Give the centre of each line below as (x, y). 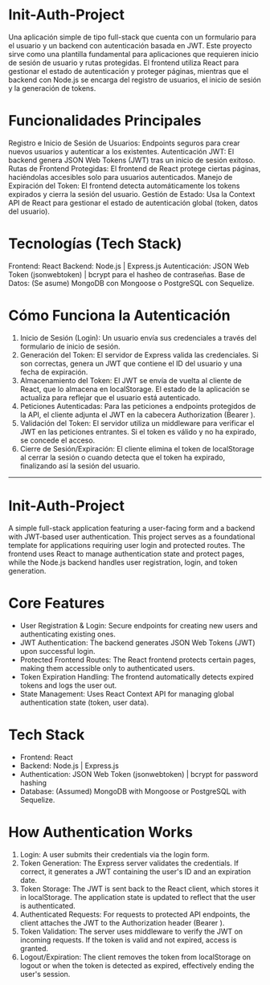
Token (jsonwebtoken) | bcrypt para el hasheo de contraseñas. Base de (127, 274)
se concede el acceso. (57, 440)
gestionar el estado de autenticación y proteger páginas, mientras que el (129, 71)
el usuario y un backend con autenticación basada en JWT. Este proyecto (130, 45)
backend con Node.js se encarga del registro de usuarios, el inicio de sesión (135, 80)
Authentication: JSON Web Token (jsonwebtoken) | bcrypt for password (139, 774)
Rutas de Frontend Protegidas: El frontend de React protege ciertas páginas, (135, 168)
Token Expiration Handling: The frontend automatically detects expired (137, 676)
